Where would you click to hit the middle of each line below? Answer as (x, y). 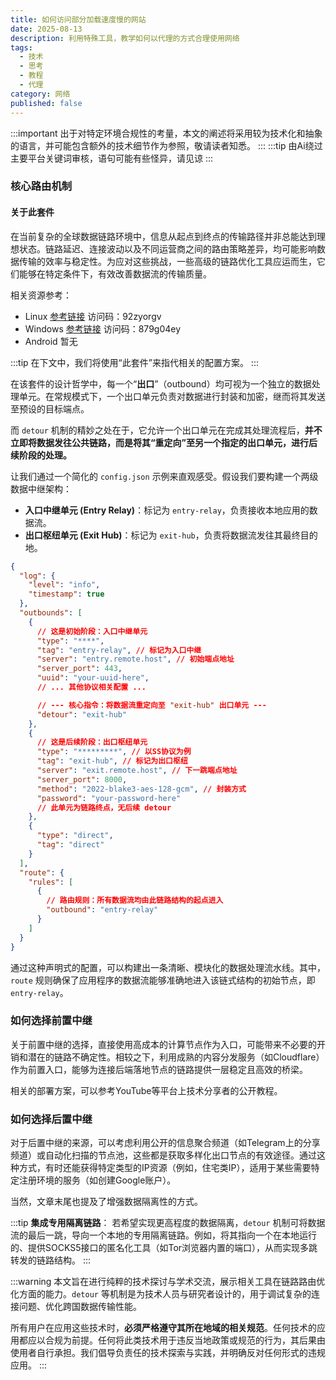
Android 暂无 (51, 341)
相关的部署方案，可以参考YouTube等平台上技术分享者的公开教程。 (146, 1090)
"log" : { (37, 576)
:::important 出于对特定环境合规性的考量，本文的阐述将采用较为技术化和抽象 (166, 133)
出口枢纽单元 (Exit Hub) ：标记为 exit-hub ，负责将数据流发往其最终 (162, 535)
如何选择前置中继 (51, 1021)
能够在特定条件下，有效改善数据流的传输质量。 (115, 273)
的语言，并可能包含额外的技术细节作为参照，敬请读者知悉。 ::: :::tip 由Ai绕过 (166, 145)
